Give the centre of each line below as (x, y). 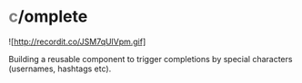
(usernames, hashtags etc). (60, 69)
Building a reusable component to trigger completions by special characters (151, 59)
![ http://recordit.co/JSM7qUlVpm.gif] (77, 41)
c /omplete (48, 17)
